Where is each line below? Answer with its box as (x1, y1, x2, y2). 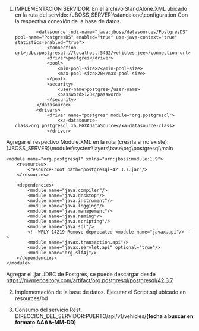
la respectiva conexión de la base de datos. (14, 18, 122, 24)
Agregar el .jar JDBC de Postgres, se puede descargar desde (6, 270, 156, 278)
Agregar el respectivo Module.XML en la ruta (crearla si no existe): (6, 138, 169, 145)
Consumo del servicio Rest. (14, 306, 83, 313)
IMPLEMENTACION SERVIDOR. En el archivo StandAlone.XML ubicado (14, 5, 187, 12)
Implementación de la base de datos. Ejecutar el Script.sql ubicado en (14, 288, 186, 295)
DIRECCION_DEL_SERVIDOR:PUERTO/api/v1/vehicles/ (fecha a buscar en (14, 313, 194, 320)
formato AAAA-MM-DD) (14, 319, 76, 326)
